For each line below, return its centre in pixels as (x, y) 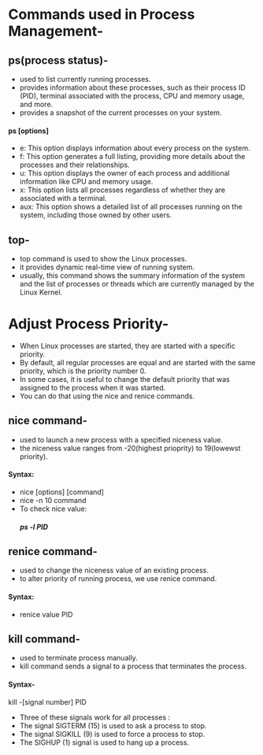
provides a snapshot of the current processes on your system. (120, 113)
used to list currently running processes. (85, 79)
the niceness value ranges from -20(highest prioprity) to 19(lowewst (130, 448)
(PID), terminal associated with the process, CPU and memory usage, (132, 96)
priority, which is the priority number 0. (83, 371)
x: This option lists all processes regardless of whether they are (122, 190)
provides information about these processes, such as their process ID (132, 87)
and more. (36, 104)
